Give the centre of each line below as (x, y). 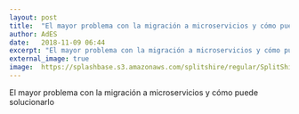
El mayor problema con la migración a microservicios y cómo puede (134, 92)
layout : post (33, 17)
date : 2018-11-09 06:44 (57, 42)
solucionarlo (32, 102)
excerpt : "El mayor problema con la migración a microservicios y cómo (145, 51)
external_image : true (49, 59)
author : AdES (33, 34)
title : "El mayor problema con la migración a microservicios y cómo (143, 26)
